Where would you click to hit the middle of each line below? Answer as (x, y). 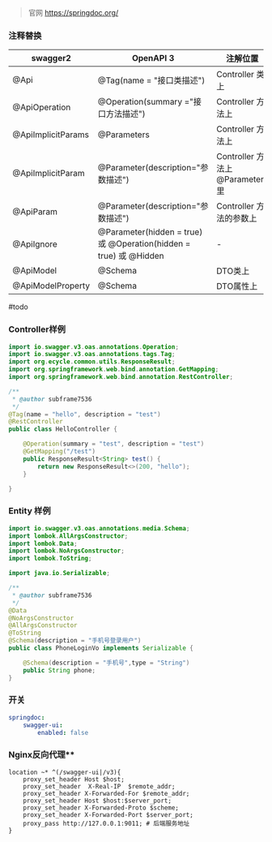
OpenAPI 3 (153, 58)
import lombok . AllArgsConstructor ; (68, 536)
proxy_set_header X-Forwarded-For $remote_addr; (106, 793)
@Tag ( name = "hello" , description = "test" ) (85, 414)
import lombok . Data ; (43, 543)
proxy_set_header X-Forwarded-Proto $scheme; (101, 808)
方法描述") (125, 114)
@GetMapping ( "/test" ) (59, 452)
